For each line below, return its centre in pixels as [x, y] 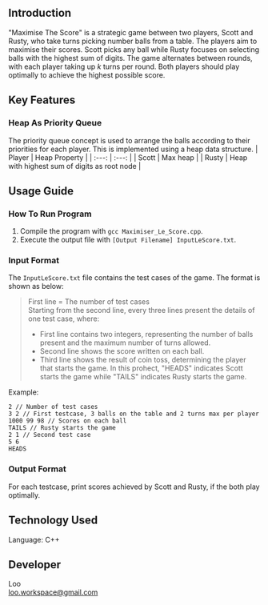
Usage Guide [41, 191]
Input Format [34, 261]
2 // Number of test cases [53, 407]
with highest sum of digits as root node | [75, 166]
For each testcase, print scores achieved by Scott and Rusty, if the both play [134, 487]
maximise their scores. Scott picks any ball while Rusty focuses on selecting [134, 49]
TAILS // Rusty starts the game [62, 428]
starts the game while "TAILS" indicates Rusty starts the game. [143, 377]
